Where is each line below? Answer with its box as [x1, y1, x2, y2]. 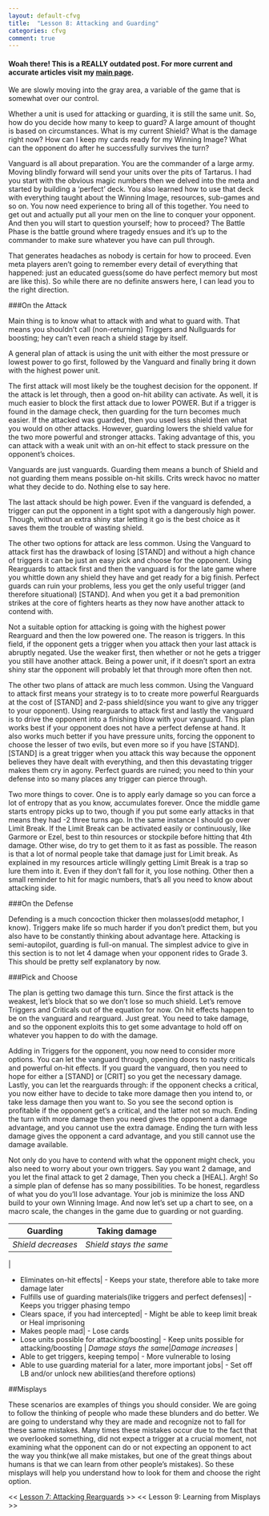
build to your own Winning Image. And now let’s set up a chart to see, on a [8, 1198, 254, 1207]
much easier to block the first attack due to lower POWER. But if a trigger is [8, 398, 256, 408]
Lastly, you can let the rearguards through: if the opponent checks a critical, [8, 1080, 259, 1090]
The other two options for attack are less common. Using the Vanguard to [8, 539, 251, 548]
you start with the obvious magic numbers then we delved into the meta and [8, 176, 259, 185]
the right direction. [8, 285, 70, 295]
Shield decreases [12, 1239, 78, 1251]
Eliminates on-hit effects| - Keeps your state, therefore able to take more [19, 1275, 259, 1285]
